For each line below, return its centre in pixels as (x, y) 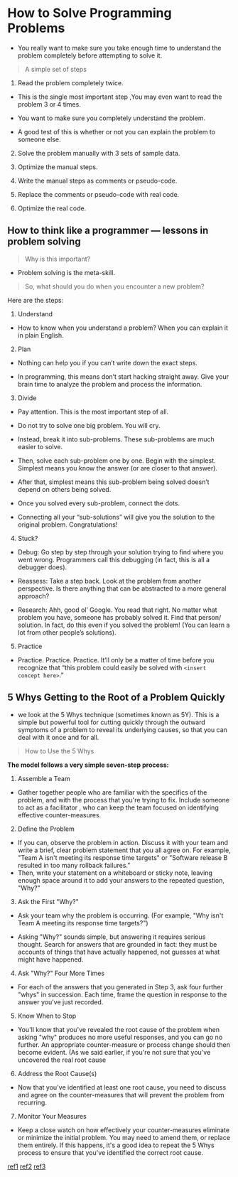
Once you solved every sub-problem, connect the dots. (98, 503)
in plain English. (40, 335)
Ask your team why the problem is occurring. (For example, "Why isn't (120, 915)
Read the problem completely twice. (71, 82)
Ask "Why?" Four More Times (61, 973)
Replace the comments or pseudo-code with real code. (98, 194)
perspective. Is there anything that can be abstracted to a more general (122, 588)
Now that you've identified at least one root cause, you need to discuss (122, 1087)
